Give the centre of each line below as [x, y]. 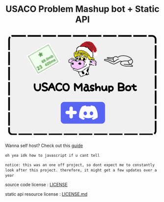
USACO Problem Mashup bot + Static [82, 9]
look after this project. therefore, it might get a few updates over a [81, 170]
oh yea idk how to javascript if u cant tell [52, 155]
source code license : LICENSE [36, 184]
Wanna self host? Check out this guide [44, 145]
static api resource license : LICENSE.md [46, 194]
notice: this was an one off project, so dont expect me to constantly [80, 165]
